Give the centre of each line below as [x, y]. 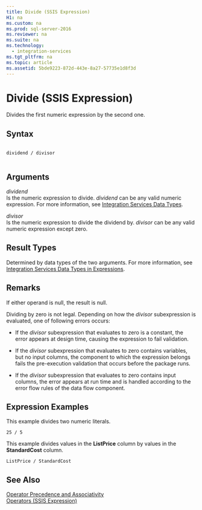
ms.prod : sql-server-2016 [39, 29]
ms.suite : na [23, 40]
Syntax [20, 134]
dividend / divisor [31, 153]
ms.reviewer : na [27, 34]
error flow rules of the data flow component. [70, 388]
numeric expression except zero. [47, 229]
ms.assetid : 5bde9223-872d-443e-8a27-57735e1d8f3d [71, 68]
